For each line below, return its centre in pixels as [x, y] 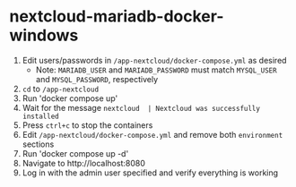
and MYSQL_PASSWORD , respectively [97, 79]
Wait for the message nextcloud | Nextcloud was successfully [141, 107]
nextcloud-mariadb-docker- [117, 17]
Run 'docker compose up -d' [75, 153]
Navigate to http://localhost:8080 [83, 163]
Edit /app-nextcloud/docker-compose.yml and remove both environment [152, 134]
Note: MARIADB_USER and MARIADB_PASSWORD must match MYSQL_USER [156, 70]
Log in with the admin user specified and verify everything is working [150, 173]
